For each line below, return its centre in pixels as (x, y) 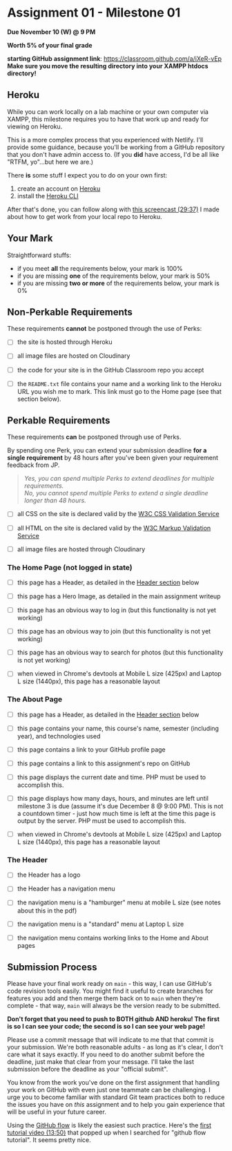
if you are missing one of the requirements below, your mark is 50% (114, 276)
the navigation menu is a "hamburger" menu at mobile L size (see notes (119, 902)
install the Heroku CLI (48, 196)
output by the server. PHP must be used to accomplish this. (101, 821)
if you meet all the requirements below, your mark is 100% (100, 268)
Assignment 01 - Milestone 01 (94, 13)
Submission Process (52, 968)
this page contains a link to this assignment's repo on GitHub (104, 763)
